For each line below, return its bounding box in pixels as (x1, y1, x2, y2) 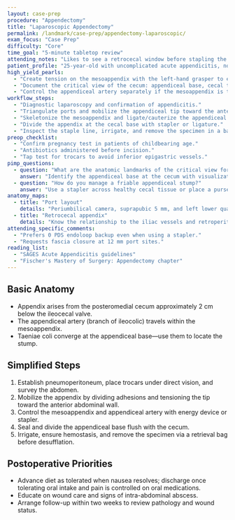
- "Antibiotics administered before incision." (13, 147, 155, 154)
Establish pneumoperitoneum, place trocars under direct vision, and (17, 378, 213, 386)
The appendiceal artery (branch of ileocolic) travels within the (17, 316, 196, 325)
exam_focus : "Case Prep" (7, 36, 80, 43)
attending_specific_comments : (7, 225, 96, 232)
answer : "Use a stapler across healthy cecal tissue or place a (20, 186, 211, 193)
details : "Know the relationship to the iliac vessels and (20, 218, 196, 225)
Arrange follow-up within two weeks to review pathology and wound (17, 498, 215, 507)
